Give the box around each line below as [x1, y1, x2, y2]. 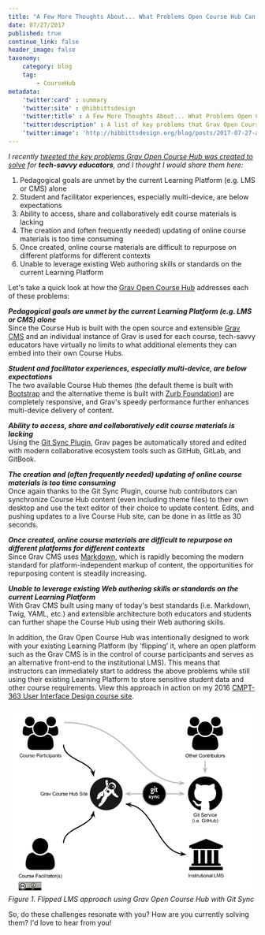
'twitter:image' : [22, 129, 80, 137]
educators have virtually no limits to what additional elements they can [8, 340, 237, 349]
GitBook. [8, 454, 37, 464]
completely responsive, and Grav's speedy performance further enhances [8, 397, 250, 406]
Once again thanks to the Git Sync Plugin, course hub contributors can [8, 486, 238, 496]
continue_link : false [8, 38, 80, 46]
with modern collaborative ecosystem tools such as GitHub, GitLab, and [8, 445, 241, 455]
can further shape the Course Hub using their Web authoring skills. [8, 617, 226, 627]
